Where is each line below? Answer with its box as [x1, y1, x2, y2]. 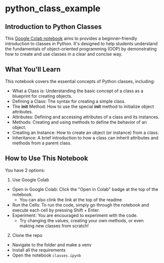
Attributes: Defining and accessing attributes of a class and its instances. [12, 114, 160, 120]
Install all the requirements [12, 247, 66, 253]
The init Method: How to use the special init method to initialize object [12, 104, 154, 109]
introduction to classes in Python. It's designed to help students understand [5, 41, 158, 47]
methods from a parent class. [12, 140, 72, 146]
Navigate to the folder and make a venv [12, 241, 92, 248]
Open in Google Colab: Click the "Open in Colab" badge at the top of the [12, 186, 158, 192]
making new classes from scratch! [19, 223, 89, 229]
